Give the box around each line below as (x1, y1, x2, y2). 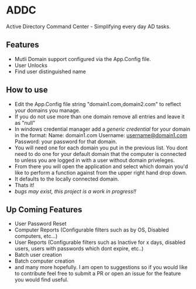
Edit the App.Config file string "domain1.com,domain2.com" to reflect (14, 100, 181, 107)
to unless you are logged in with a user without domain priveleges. (14, 157, 175, 164)
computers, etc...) (14, 233, 58, 240)
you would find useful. (14, 276, 68, 283)
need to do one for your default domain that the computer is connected (14, 150, 187, 157)
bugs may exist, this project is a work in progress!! (14, 188, 136, 195)
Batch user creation (14, 251, 63, 259)
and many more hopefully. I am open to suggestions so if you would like (14, 264, 188, 271)
